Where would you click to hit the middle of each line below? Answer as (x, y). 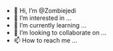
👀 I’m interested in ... (42, 18)
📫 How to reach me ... (45, 40)
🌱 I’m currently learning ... (50, 25)
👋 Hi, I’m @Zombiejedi (45, 11)
